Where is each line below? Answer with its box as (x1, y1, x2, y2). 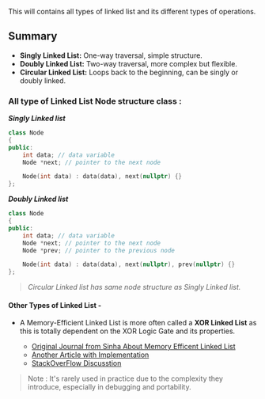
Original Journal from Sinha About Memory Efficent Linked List (31, 342, 236, 351)
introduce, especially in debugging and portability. (27, 382, 191, 392)
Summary (8, 29, 58, 43)
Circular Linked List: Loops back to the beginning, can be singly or (19, 67, 239, 77)
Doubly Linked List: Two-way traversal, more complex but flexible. (19, 59, 237, 68)
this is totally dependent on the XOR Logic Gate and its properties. (19, 326, 236, 336)
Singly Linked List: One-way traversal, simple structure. (19, 51, 203, 60)
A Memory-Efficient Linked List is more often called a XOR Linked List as (19, 318, 257, 328)
